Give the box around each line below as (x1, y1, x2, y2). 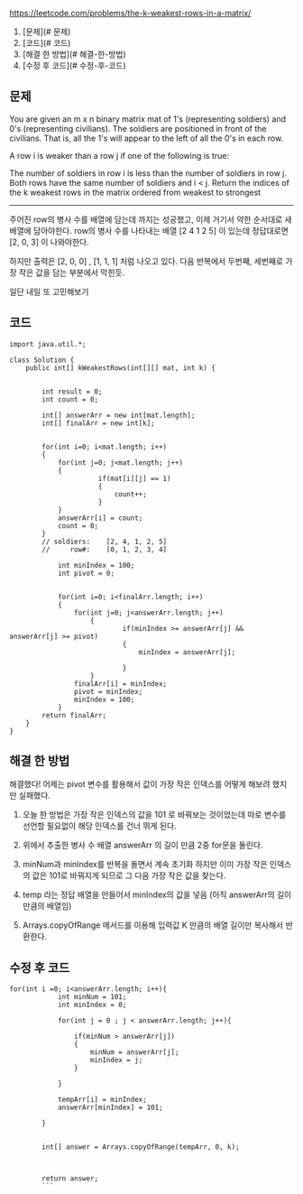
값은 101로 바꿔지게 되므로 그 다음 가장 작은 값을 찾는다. (32, 870, 226, 881)
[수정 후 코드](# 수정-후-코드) (22, 60, 126, 70)
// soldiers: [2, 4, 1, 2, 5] (41, 537, 168, 546)
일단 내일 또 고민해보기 (9, 286, 89, 297)
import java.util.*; (9, 339, 87, 348)
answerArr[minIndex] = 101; (57, 1103, 164, 1113)
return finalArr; (41, 710, 106, 720)
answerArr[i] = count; (57, 514, 143, 523)
